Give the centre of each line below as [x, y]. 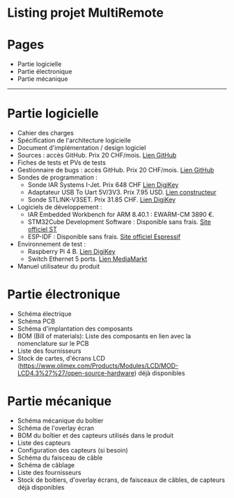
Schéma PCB [36, 321]
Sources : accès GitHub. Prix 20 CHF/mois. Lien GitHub [97, 156]
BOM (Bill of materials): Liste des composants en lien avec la [104, 336]
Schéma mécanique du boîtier [60, 421]
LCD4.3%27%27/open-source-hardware [76, 373]
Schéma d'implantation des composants [75, 329]
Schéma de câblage [46, 465]
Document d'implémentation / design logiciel [81, 148]
